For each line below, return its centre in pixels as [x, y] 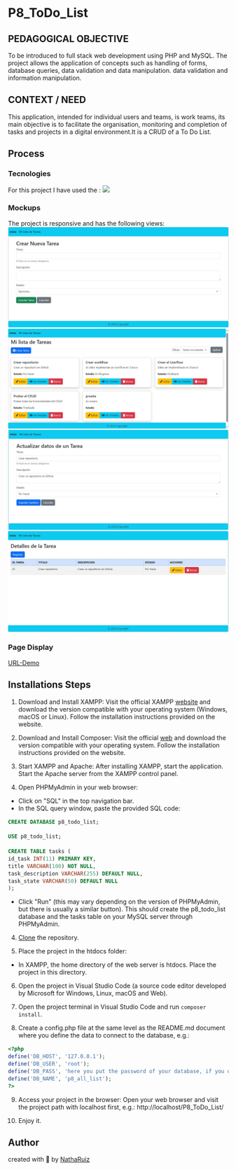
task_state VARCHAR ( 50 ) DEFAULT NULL [63, 881]
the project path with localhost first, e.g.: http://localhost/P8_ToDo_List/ [121, 1107]
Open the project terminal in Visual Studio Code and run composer [112, 1007]
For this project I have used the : [54, 190]
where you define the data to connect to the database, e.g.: [104, 1035]
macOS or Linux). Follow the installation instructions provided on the [117, 716]
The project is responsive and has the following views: [86, 223]
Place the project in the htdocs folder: [72, 951]
